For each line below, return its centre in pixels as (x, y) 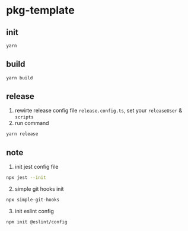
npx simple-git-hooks (33, 200)
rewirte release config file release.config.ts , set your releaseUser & (98, 111)
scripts (24, 117)
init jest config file (36, 167)
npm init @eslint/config (37, 222)
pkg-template (41, 10)
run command (32, 123)
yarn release (22, 134)
